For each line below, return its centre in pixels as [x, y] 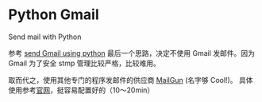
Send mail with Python [45, 37]
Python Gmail [54, 15]
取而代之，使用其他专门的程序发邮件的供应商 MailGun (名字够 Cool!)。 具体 [131, 80]
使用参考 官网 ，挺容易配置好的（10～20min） [81, 90]
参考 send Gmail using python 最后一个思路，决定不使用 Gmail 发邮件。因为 [132, 53]
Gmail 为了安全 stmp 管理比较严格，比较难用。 [84, 63]
